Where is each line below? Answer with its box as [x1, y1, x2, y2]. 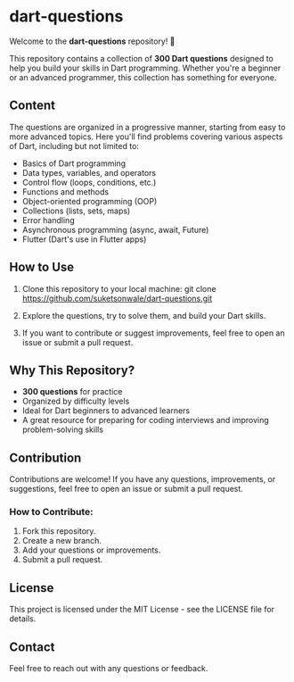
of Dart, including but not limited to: [9, 140, 140, 151]
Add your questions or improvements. [21, 545, 161, 555]
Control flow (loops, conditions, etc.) [21, 177, 157, 187]
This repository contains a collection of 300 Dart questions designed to [9, 53, 274, 63]
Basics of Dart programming [21, 158, 127, 169]
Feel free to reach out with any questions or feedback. [9, 663, 208, 674]
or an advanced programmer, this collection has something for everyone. [9, 71, 277, 82]
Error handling [21, 214, 75, 225]
